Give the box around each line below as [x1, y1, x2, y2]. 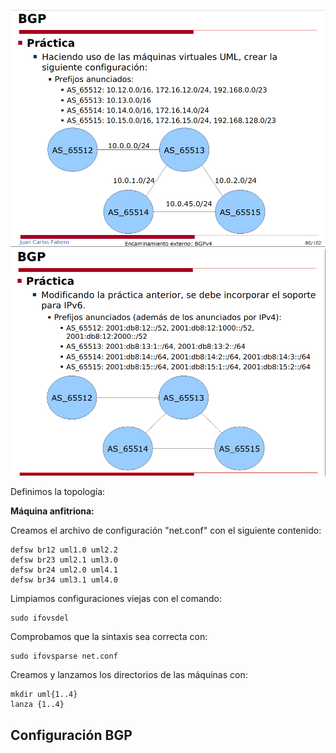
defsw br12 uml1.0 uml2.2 [10, 545, 118, 555]
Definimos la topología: [10, 486, 106, 498]
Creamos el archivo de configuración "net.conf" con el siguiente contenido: [10, 525, 322, 537]
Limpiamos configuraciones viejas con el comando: [10, 593, 223, 605]
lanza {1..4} [10, 700, 65, 710]
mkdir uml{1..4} [10, 690, 78, 700]
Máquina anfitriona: [10, 505, 95, 517]
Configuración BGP [10, 726, 133, 744]
